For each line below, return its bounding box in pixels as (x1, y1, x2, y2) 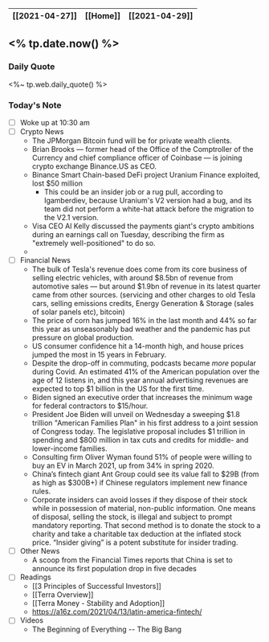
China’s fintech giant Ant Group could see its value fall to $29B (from (31, 469, 259, 479)
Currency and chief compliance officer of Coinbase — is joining (31, 153, 243, 163)
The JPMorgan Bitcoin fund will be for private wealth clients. (31, 136, 232, 145)
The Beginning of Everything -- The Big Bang (31, 624, 182, 634)
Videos (19, 615, 44, 625)
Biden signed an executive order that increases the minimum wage (31, 393, 253, 403)
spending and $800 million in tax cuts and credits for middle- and (31, 435, 249, 445)
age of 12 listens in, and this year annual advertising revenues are (31, 375, 249, 385)
